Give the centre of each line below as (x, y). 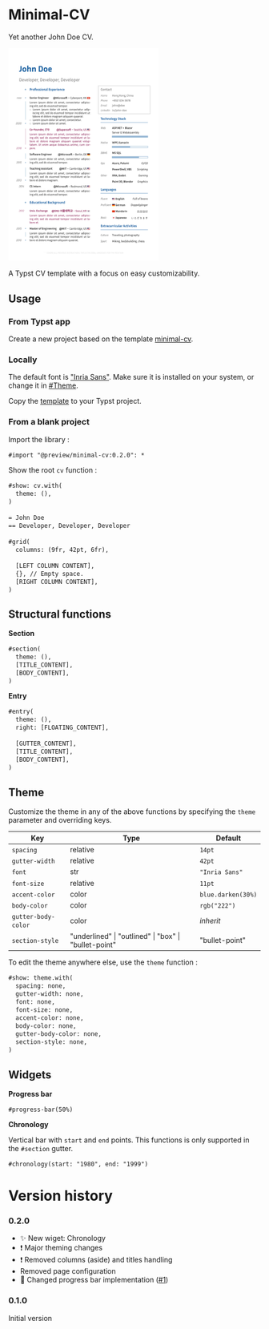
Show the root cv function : (53, 469)
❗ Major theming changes (61, 1248)
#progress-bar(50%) (41, 1110)
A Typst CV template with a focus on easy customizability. (104, 273)
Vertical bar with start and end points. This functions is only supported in (129, 1140)
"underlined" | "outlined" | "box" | (125, 936)
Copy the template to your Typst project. (75, 401)
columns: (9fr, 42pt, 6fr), (62, 550)
